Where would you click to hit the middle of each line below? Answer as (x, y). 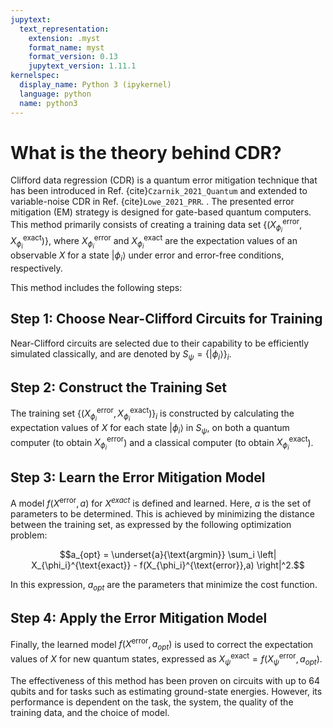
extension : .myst (64, 38)
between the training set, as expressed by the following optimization (151, 525)
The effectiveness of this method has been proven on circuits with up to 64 (165, 680)
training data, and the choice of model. (90, 712)
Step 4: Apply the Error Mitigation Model (139, 618)
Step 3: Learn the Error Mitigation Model (138, 477)
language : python (55, 94)
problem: (29, 535)
